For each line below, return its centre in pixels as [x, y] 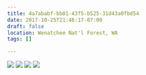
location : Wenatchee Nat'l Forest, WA [62, 33]
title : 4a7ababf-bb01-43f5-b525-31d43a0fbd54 [73, 13]
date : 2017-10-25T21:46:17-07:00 [55, 20]
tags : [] [20, 39]
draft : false [26, 26]
